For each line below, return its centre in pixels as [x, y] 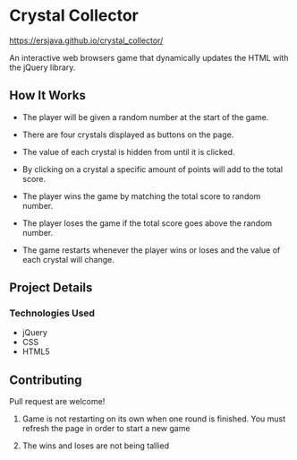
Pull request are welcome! [57, 402]
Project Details [51, 288]
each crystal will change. [68, 259]
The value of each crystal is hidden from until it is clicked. [128, 152]
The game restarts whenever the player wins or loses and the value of [151, 250]
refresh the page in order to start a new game [106, 429]
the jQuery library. [42, 67]
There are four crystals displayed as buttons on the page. [128, 135]
